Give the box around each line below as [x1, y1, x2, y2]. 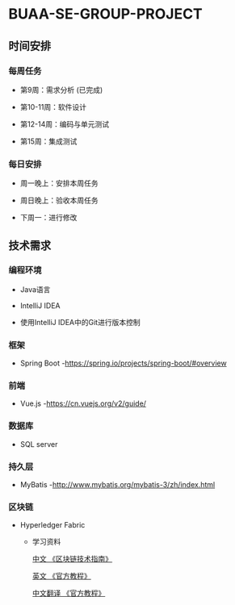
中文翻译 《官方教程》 [31, 588, 106, 598]
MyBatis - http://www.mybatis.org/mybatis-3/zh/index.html [19, 480, 216, 490]
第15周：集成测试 [19, 136, 78, 146]
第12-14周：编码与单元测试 [19, 119, 110, 129]
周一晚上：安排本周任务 [19, 178, 99, 188]
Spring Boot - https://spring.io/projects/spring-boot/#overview [19, 358, 228, 368]
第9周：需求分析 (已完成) [19, 85, 103, 94]
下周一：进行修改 [19, 213, 78, 223]
